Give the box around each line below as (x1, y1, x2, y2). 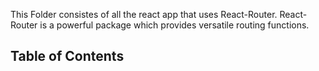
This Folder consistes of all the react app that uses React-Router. (10, 9, 278, 20)
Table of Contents (10, 48, 125, 65)
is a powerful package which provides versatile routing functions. (39, 19, 310, 31)
